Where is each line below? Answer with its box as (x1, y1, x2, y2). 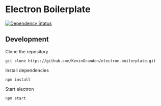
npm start (5, 95, 26, 101)
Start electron (5, 86, 34, 92)
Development (5, 35, 49, 44)
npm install (5, 77, 31, 82)
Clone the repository (5, 48, 48, 54)
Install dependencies (5, 67, 49, 73)
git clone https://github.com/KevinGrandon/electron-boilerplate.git (5, 58, 156, 63)
